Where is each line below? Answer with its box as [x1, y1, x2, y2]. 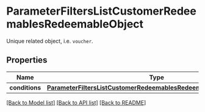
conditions [9, 83, 41, 92]
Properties [6, 55, 48, 65]
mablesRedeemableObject [6, 17, 144, 31]
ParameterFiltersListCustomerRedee [6, 4, 196, 18]
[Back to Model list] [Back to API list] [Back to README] [6, 99, 146, 106]
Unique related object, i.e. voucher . [6, 37, 93, 44]
